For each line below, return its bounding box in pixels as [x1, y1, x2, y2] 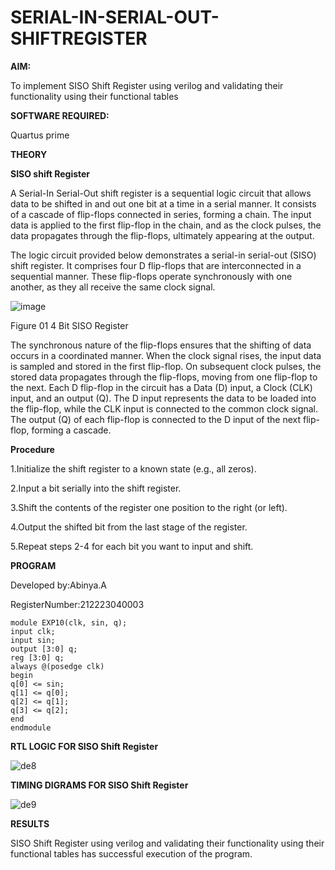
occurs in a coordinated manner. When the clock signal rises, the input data [10, 349, 322, 361]
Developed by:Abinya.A [10, 579, 108, 591]
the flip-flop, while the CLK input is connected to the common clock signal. [10, 402, 319, 415]
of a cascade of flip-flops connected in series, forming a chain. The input [10, 208, 312, 220]
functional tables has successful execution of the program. [10, 847, 253, 860]
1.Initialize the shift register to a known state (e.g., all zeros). [10, 462, 257, 475]
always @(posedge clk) [10, 661, 105, 671]
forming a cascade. [31, 424, 112, 436]
